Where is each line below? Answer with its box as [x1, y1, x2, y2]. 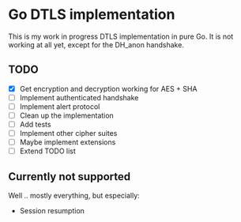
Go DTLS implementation [8, 6, 175, 24]
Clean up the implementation [19, 111, 115, 120]
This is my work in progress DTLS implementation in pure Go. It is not [8, 32, 234, 41]
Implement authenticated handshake [19, 92, 139, 102]
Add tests [19, 120, 51, 129]
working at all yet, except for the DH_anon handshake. [8, 40, 184, 49]
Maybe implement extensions [19, 137, 116, 147]
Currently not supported [8, 170, 131, 183]
